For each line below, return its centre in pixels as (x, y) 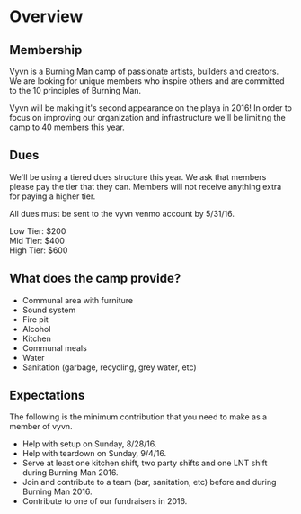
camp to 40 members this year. (67, 127)
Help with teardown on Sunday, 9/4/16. (94, 454)
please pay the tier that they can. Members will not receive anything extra (146, 186)
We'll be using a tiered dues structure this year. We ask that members (138, 176)
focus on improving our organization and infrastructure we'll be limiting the (147, 117)
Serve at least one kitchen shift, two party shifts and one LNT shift (145, 463)
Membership (46, 50)
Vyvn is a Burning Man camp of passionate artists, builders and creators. (144, 71)
